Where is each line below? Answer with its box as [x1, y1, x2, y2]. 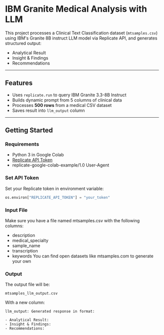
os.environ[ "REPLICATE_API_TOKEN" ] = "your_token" [5, 195, 110, 200]
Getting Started [5, 126, 53, 135]
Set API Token [5, 174, 39, 181]
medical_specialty [12, 237, 49, 243]
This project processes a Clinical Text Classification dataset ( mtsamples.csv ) [5, 30, 158, 36]
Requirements [5, 141, 40, 147]
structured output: [5, 40, 41, 46]
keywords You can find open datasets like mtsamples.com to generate [12, 253, 154, 259]
